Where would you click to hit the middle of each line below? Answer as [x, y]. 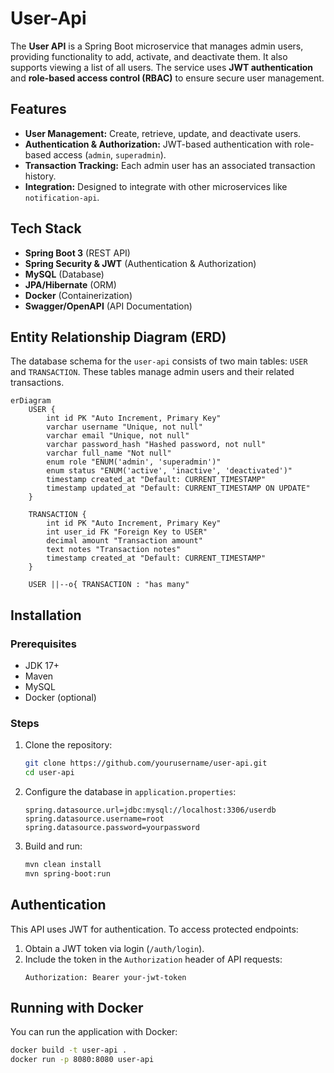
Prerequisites [43, 644]
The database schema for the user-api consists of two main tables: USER [159, 361]
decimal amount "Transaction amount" [124, 541]
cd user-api [49, 773]
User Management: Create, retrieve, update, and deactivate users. [163, 133]
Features [38, 109]
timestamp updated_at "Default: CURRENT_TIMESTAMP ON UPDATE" [178, 488]
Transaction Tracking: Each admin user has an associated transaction [170, 165]
